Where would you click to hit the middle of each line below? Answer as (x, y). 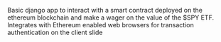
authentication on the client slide (55, 32)
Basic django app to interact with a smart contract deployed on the (105, 10)
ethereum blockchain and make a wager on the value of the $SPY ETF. (111, 17)
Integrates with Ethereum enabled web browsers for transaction (101, 25)
